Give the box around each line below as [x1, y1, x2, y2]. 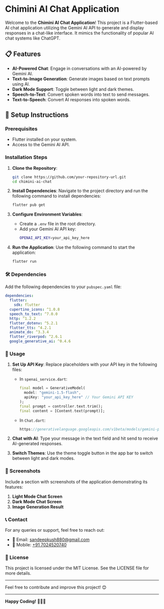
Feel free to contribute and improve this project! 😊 [5, 585, 107, 590]
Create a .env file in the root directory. [19, 221, 96, 227]
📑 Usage [5, 350, 25, 357]
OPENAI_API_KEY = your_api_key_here [19, 236, 90, 241]
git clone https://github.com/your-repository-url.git [12, 175, 126, 180]
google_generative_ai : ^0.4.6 [9, 339, 71, 344]
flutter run [12, 259, 37, 264]
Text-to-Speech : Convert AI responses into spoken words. [12, 96, 131, 102]
